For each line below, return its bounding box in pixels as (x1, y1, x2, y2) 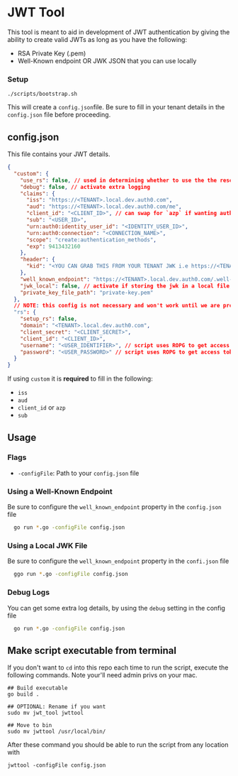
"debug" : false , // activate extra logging (20, 183, 151, 190)
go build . (7, 691, 40, 698)
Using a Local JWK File (7, 540, 88, 550)
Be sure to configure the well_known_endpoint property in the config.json (7, 503, 222, 511)
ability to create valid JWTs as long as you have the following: (7, 35, 188, 43)
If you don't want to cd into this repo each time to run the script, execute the (7, 663, 229, 672)
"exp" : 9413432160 (25, 243, 81, 250)
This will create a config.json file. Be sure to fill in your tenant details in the (7, 103, 225, 111)
